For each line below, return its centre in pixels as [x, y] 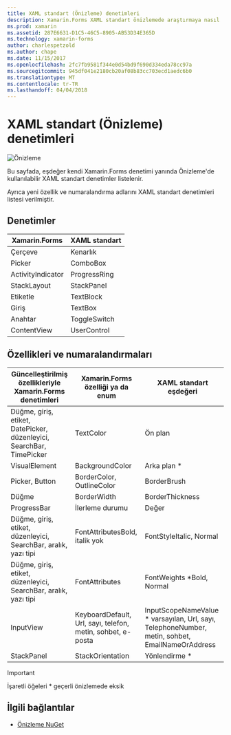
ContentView [32, 330]
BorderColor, [96, 477]
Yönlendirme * [168, 656]
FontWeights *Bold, [176, 577]
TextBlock [87, 297]
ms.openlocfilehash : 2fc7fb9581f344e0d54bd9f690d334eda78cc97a [100, 65]
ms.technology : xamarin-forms [51, 39]
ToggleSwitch [92, 319]
